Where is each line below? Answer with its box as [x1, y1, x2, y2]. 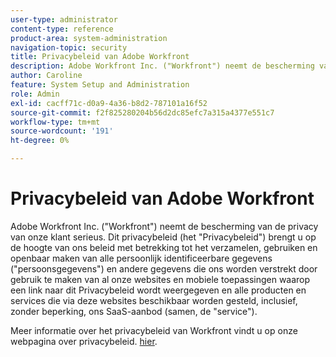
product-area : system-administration [10, 33, 168, 43]
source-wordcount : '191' [10, 126, 114, 136]
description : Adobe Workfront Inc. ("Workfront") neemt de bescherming [10, 61, 315, 71]
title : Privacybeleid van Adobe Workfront [10, 52, 190, 62]
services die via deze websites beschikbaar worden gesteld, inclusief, [10, 294, 298, 306]
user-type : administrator [10, 14, 118, 25]
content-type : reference [10, 24, 114, 34]
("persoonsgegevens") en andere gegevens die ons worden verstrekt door [10, 262, 318, 275]
